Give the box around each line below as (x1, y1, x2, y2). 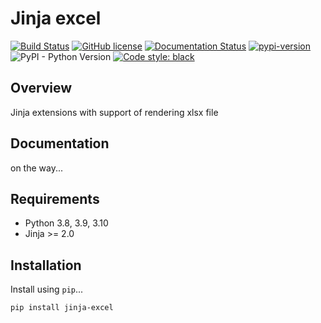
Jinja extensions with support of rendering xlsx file (10, 106, 219, 118)
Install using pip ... (10, 283, 84, 296)
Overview (10, 80, 73, 97)
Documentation (10, 135, 110, 152)
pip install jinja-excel (10, 303, 114, 313)
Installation (10, 257, 82, 274)
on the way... (10, 162, 64, 174)
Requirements (10, 190, 100, 207)
